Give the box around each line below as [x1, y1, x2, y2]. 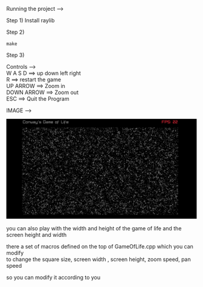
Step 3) [6, 51, 25, 58]
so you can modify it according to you [6, 274, 101, 281]
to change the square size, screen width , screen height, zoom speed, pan [6, 256, 192, 263]
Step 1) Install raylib [6, 17, 55, 24]
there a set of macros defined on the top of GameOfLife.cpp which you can [6, 243, 193, 250]
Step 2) [6, 28, 25, 36]
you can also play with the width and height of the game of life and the [6, 225, 182, 232]
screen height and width [6, 232, 67, 239]
